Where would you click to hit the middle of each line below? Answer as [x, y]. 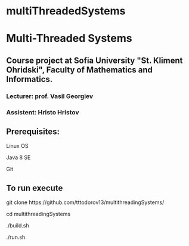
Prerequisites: [33, 132]
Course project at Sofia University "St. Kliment [94, 60]
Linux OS [17, 146]
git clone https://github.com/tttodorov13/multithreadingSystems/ [85, 202]
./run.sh [16, 237]
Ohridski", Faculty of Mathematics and [80, 70]
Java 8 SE [18, 157]
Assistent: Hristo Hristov [43, 112]
